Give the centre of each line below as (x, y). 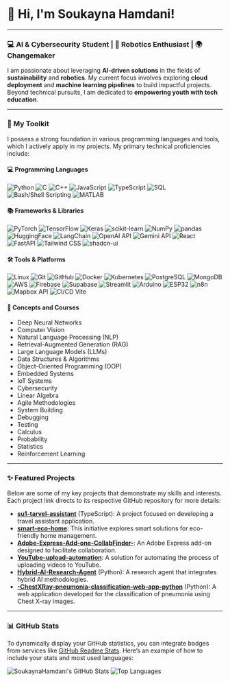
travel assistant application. (55, 521)
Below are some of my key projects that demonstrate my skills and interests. (115, 493)
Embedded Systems (45, 374)
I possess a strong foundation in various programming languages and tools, (114, 139)
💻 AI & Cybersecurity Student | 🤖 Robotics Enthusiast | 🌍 (105, 44)
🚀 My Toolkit (28, 124)
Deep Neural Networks (49, 322)
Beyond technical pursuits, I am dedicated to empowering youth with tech (112, 93)
